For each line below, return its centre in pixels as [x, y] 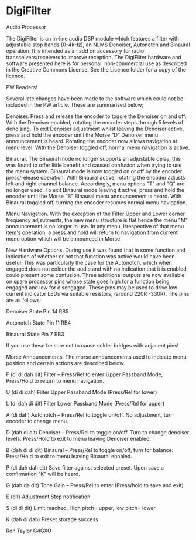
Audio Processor [26, 27]
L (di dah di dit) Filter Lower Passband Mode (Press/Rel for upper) [85, 403]
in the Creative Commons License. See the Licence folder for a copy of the [96, 69]
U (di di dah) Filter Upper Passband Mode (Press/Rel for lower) [82, 392]
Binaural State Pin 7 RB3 [35, 334]
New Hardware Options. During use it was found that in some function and [96, 250]
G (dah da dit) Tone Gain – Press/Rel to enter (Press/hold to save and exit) [95, 485]
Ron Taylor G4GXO [29, 531]
